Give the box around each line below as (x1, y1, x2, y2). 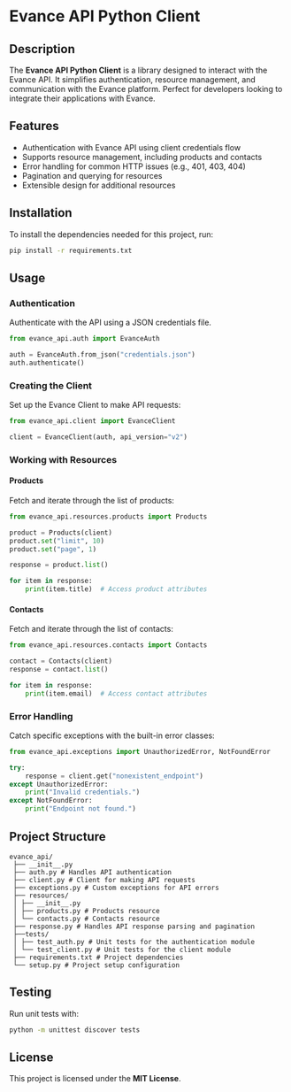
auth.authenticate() (9, 358, 86, 367)
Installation (9, 205, 73, 220)
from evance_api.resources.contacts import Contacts (9, 641, 208, 650)
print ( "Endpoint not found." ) (25, 804, 137, 813)
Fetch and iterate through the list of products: (9, 495, 175, 505)
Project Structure (9, 829, 106, 844)
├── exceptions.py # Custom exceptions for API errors (12, 883, 219, 892)
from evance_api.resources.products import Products (9, 511, 208, 521)
